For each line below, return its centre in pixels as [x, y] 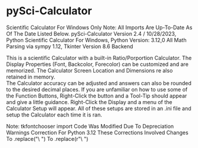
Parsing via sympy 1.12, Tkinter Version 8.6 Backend [70, 46]
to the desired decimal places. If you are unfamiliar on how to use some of [97, 89]
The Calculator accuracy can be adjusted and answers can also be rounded [99, 83]
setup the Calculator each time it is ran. [54, 115]
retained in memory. [31, 77]
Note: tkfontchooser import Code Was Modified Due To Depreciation [90, 126]
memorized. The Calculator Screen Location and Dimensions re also [89, 70]
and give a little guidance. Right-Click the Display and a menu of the [89, 102]
